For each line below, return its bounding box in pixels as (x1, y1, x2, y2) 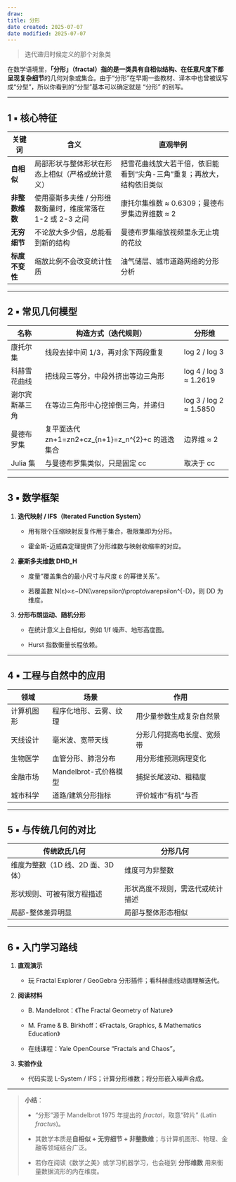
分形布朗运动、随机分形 (17, 610, 86, 619)
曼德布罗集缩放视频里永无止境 (120, 227, 220, 237)
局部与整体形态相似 (124, 907, 188, 917)
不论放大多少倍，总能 (34, 227, 105, 237)
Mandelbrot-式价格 (52, 767, 116, 777)
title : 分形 (7, 17, 40, 24)
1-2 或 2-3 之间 (34, 214, 89, 224)
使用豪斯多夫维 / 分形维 (34, 193, 112, 203)
